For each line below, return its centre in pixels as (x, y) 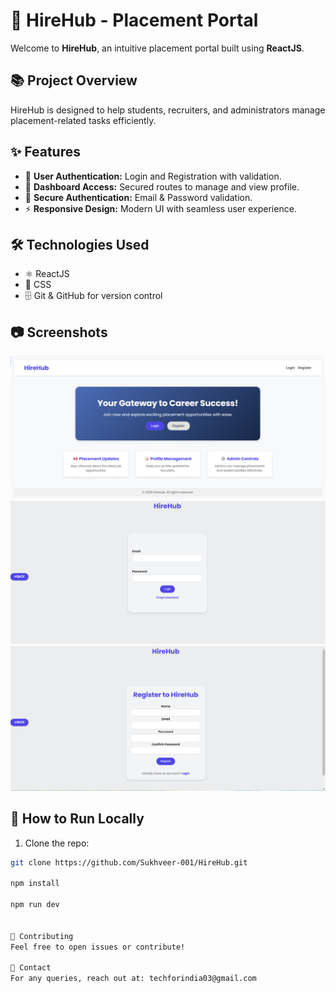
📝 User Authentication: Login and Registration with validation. (153, 176)
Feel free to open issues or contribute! (98, 947)
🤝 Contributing (42, 936)
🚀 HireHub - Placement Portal (134, 20)
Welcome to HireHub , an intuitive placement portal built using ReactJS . (157, 48)
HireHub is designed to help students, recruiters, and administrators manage (168, 110)
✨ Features (45, 152)
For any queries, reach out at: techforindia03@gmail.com (133, 979)
